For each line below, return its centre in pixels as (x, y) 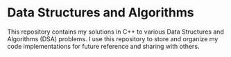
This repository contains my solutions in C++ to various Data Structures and (115, 32)
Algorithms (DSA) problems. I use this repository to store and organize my (113, 38)
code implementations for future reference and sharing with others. (103, 46)
